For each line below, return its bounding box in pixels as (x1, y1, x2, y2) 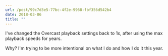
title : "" (5, 16, 26, 21)
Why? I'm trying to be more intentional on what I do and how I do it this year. (5, 45, 163, 51)
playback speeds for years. (5, 35, 62, 41)
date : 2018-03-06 (5, 12, 42, 17)
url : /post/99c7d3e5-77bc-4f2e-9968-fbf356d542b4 (5, 7, 112, 12)
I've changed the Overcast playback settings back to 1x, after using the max (5, 30, 163, 36)
